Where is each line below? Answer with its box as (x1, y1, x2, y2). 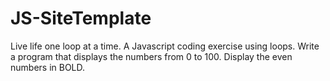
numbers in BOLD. (10, 61, 86, 73)
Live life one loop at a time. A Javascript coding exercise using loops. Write (10, 40, 320, 52)
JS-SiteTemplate (10, 7, 152, 30)
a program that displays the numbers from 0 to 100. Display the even (10, 50, 293, 62)
